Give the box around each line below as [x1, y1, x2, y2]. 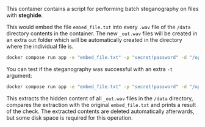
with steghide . [6, 12, 43, 19]
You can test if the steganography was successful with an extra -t [6, 65, 173, 72]
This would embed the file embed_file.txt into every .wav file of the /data [6, 24, 191, 30]
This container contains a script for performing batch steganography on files [6, 5, 199, 12]
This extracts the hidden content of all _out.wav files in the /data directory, [6, 94, 193, 102]
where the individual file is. [6, 43, 74, 50]
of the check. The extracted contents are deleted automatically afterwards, [6, 108, 195, 115]
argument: [6, 72, 32, 79]
